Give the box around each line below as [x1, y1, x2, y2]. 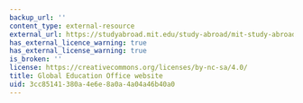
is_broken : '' [9, 55, 63, 64]
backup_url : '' [9, 13, 67, 22]
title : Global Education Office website [9, 72, 164, 81]
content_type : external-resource [9, 21, 135, 30]
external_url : [9, 30, 63, 39]
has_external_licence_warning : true [9, 38, 147, 47]
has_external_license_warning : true [9, 47, 147, 56]
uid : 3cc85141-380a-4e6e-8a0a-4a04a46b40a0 [9, 80, 176, 89]
